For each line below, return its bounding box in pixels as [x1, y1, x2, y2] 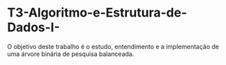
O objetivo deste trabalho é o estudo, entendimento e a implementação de [7, 42, 220, 50]
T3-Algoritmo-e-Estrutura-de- [7, 5, 187, 21]
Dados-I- [7, 19, 60, 35]
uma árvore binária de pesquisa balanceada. [7, 50, 134, 58]
